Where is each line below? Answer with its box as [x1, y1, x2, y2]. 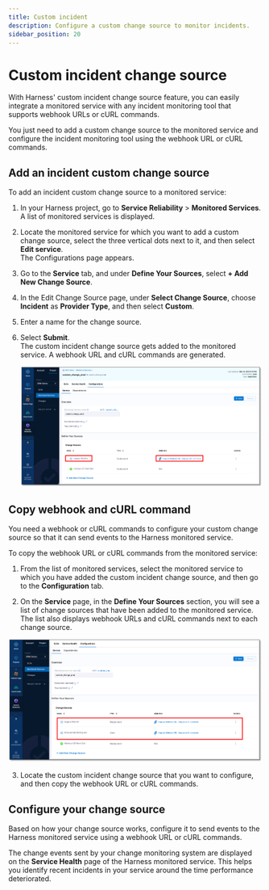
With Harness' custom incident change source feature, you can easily [8, 93, 240, 103]
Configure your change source [8, 802, 166, 816]
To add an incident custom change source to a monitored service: [8, 187, 227, 197]
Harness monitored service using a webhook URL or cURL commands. [8, 832, 242, 842]
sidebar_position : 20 [8, 30, 81, 38]
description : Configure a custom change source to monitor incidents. [8, 21, 250, 30]
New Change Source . [19, 277, 93, 287]
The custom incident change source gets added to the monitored [19, 342, 236, 351]
